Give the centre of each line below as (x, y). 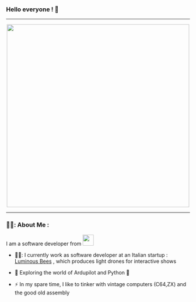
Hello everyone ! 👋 (32, 9)
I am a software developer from (44, 243)
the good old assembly (42, 293)
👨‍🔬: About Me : (28, 225)
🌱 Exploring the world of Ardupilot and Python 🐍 (72, 272)
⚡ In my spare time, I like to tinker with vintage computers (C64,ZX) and (100, 284)
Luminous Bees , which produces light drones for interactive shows (95, 261)
